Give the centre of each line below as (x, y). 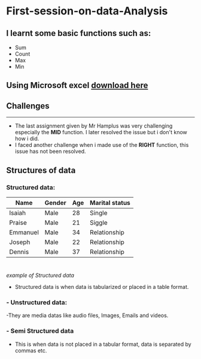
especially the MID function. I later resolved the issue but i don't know (101, 132)
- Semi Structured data (40, 331)
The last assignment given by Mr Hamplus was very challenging (94, 126)
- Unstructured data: (37, 302)
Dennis (19, 252)
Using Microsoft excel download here (77, 85)
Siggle (98, 222)
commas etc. (31, 350)
